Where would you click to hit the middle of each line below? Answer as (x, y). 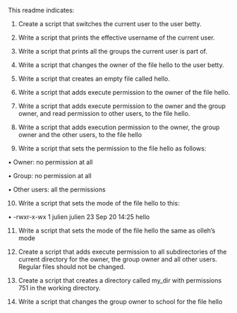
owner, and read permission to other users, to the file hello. (104, 113)
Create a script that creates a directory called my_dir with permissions (120, 280)
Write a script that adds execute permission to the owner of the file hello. (124, 92)
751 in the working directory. (59, 288)
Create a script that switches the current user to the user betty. (110, 24)
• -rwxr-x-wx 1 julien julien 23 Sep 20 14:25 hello (79, 217)
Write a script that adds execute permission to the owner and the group (122, 106)
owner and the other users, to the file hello (80, 135)
